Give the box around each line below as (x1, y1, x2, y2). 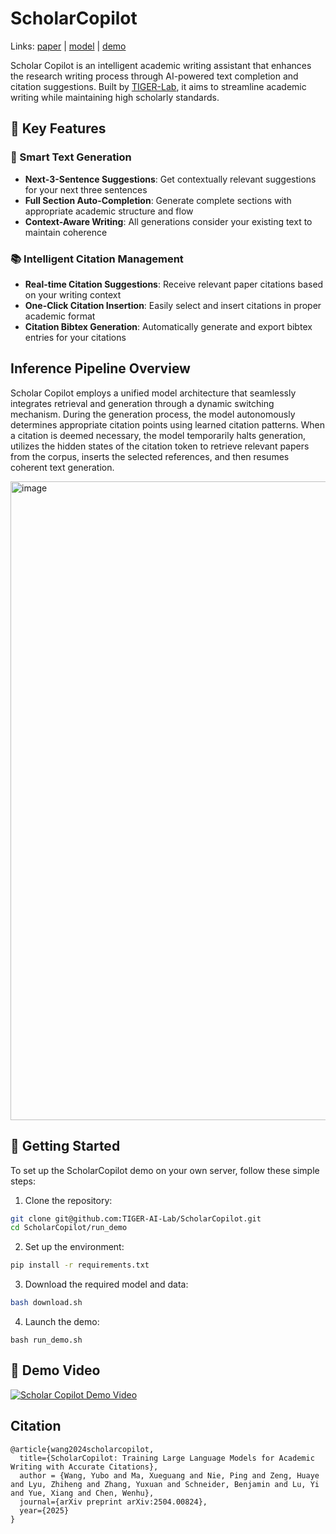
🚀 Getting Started (10, 1138, 121, 1155)
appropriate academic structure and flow (24, 205, 194, 217)
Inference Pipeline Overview (10, 360, 191, 377)
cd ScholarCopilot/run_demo (10, 1223, 128, 1233)
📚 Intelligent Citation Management (10, 252, 184, 266)
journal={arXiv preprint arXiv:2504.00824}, (19, 1497, 208, 1507)
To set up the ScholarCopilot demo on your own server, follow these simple (10, 1164, 320, 1176)
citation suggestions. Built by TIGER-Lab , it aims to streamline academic (10, 80, 307, 92)
